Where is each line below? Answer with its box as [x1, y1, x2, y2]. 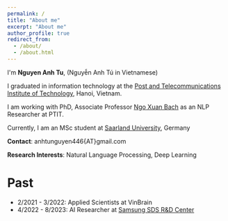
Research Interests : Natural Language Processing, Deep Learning [7, 151, 197, 159]
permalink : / [7, 10, 45, 17]
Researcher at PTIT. [7, 109, 64, 119]
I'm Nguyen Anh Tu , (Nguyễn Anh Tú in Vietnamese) [7, 68, 158, 77]
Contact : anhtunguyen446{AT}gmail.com [7, 137, 127, 145]
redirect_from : [7, 36, 51, 43]
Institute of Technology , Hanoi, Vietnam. [7, 89, 122, 98]
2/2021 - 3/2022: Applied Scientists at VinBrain [17, 198, 153, 206]
